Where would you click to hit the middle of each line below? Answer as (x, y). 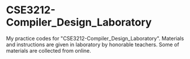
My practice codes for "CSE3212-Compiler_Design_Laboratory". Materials (95, 38)
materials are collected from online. (49, 50)
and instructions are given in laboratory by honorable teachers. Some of (93, 45)
